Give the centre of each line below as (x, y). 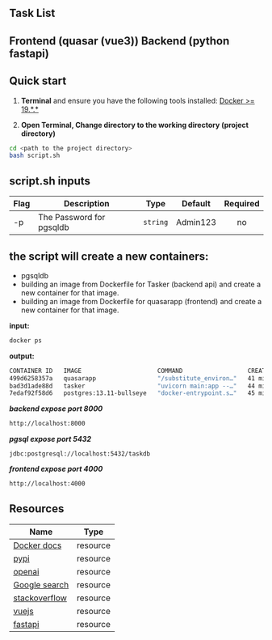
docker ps (26, 340)
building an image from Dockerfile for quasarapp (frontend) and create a (141, 301)
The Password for (72, 218)
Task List (32, 13)
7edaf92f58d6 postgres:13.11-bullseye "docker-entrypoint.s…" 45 (132, 393)
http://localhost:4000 (47, 484)
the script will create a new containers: (109, 256)
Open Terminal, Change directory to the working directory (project (135, 125)
